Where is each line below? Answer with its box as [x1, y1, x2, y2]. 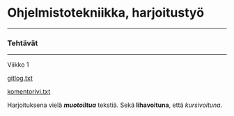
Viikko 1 [7, 60, 29, 69]
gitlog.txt [7, 74, 33, 83]
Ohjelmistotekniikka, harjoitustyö [7, 5, 204, 21]
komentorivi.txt [7, 88, 51, 96]
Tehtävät [7, 38, 38, 48]
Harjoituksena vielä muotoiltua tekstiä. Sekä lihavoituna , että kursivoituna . [7, 101, 223, 109]
